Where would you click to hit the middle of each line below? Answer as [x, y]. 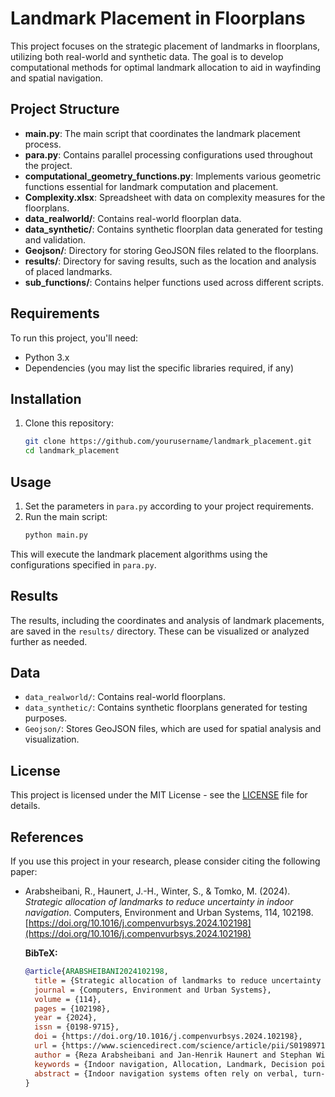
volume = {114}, [68, 999]
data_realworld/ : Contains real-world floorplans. [125, 697]
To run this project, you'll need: [74, 338]
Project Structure [65, 109]
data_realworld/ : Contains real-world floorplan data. [133, 218]
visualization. [52, 739]
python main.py [56, 535]
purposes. [46, 718]
